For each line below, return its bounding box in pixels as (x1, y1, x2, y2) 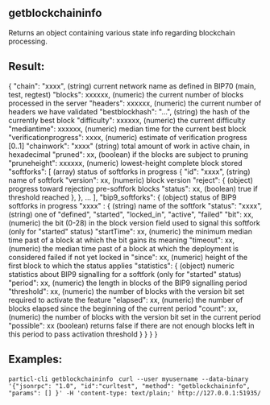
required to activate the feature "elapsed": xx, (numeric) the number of (8, 295, 243, 304)
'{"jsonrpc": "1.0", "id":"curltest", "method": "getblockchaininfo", (8, 382, 251, 391)
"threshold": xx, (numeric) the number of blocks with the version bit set (8, 286, 245, 296)
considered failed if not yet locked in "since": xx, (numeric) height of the (8, 252, 248, 262)
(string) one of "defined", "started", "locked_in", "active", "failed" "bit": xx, (8, 209, 254, 219)
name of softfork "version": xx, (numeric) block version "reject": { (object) (8, 175, 254, 184)
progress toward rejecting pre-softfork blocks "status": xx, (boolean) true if (8, 184, 258, 193)
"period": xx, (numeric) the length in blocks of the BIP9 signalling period (8, 278, 247, 287)
